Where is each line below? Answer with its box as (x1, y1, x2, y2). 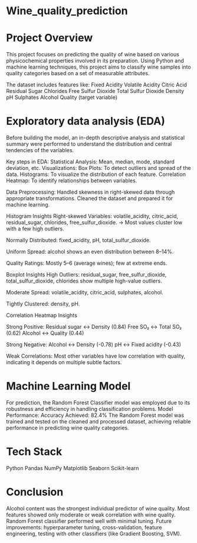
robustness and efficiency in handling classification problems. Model (6, 406, 173, 412)
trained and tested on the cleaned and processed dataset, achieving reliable (6, 418, 191, 425)
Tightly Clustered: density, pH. (6, 300, 80, 307)
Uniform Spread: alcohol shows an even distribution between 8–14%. (6, 248, 174, 255)
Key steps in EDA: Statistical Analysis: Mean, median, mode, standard (6, 158, 175, 165)
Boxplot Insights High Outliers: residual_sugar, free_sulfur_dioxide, (6, 271, 167, 278)
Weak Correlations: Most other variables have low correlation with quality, (6, 352, 186, 359)
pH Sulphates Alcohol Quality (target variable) (6, 94, 118, 101)
